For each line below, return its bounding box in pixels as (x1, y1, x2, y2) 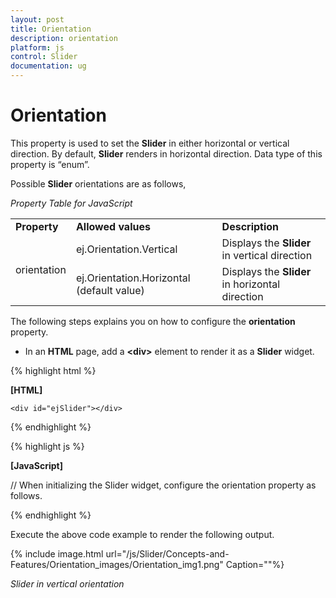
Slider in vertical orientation (10, 577, 125, 590)
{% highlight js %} (10, 440, 85, 452)
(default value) (75, 283, 145, 297)
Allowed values (75, 219, 151, 233)
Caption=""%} (225, 558, 285, 570)
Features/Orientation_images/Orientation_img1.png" (10, 558, 224, 570)
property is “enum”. (10, 158, 90, 170)
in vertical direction (221, 248, 313, 262)
